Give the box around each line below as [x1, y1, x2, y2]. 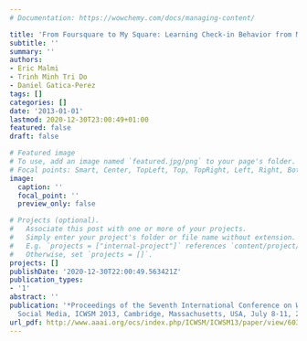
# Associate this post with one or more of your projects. [9, 225, 248, 234]
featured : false [9, 123, 71, 133]
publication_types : [9, 275, 84, 284]
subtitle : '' [9, 38, 59, 48]
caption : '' [17, 182, 64, 192]
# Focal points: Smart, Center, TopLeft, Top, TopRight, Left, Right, [9, 165, 284, 175]
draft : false [9, 132, 59, 142]
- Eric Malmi [9, 64, 59, 73]
